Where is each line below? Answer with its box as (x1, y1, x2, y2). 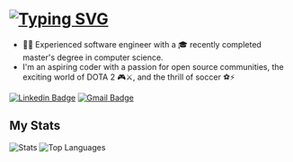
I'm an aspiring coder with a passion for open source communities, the (22, 61, 285, 72)
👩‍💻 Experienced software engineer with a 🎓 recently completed (22, 38, 262, 49)
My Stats (9, 118, 61, 133)
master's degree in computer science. (22, 52, 164, 63)
